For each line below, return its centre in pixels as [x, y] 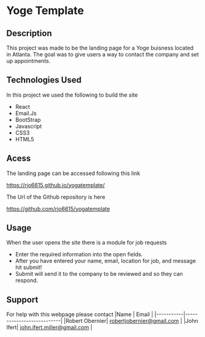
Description [29, 33]
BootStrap [28, 119]
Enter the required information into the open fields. [79, 254]
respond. [27, 280]
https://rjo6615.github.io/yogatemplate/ [56, 185]
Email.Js [26, 113]
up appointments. [28, 61]
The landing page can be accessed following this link [73, 173]
